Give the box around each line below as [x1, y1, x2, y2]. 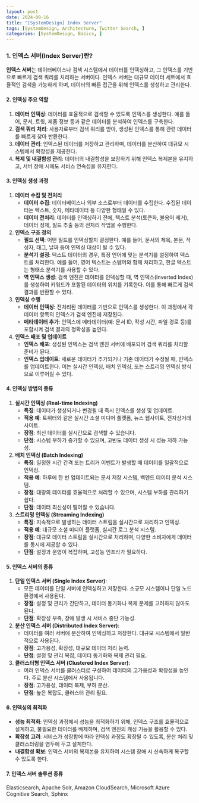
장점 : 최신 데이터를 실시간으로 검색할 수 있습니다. [23, 429, 137, 437]
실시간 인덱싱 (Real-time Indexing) [14, 400, 98, 407]
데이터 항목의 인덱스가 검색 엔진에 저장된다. [23, 310, 124, 318]
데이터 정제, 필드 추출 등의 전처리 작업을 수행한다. [23, 221, 138, 228]
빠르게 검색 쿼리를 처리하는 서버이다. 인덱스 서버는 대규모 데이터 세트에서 [17, 74, 185, 81]
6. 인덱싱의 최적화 [6, 704, 48, 711]
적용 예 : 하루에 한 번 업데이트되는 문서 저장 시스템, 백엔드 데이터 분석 [23, 474, 182, 481]
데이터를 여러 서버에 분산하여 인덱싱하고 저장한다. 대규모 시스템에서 [23, 630, 179, 637]
